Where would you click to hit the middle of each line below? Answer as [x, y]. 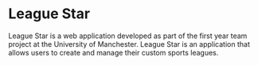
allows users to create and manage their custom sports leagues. [113, 52]
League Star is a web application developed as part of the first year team [128, 36]
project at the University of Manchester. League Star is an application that [129, 44]
